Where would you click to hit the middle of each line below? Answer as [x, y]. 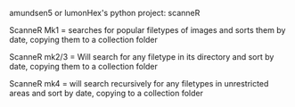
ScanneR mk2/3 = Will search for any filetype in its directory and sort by [142, 57]
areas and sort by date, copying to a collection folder [106, 93]
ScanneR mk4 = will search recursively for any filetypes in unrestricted [139, 83]
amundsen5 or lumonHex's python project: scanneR [105, 13]
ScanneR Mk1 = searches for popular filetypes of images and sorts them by [147, 30]
